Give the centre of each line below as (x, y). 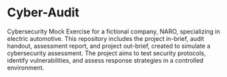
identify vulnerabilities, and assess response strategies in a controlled (105, 60)
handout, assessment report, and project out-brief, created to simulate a (109, 46)
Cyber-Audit (43, 13)
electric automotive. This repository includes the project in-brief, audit (106, 38)
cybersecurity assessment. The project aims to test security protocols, (107, 53)
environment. (26, 67)
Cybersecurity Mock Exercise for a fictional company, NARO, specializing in (114, 31)
